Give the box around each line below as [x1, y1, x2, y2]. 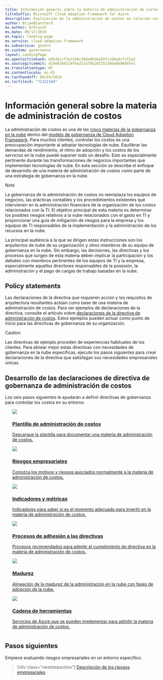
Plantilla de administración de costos [12, 421, 101, 427]
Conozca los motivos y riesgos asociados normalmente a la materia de [12, 469, 154, 475]
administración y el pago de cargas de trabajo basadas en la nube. [5, 268, 138, 274]
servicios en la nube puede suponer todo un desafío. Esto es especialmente [5, 152, 157, 158]
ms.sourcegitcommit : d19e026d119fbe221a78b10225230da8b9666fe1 [5, 61, 136, 66]
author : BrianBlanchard [5, 20, 53, 26]
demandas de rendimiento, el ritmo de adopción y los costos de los [5, 147, 140, 153]
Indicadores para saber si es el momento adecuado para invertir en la [12, 506, 151, 512]
